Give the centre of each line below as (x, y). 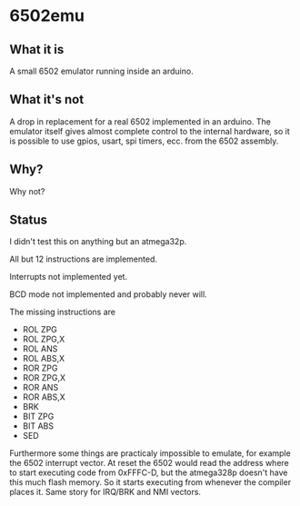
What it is (37, 50)
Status (29, 220)
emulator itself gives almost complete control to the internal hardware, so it (150, 131)
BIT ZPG (38, 417)
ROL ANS (40, 349)
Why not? (27, 191)
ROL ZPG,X (44, 339)
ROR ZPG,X (44, 378)
